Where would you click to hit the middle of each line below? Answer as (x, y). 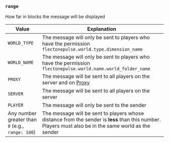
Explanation (102, 29)
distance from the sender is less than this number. (101, 120)
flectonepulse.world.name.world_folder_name (96, 69)
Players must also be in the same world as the (96, 126)
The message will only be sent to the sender (94, 105)
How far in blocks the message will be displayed (55, 17)
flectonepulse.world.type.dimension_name (92, 49)
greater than (22, 120)
